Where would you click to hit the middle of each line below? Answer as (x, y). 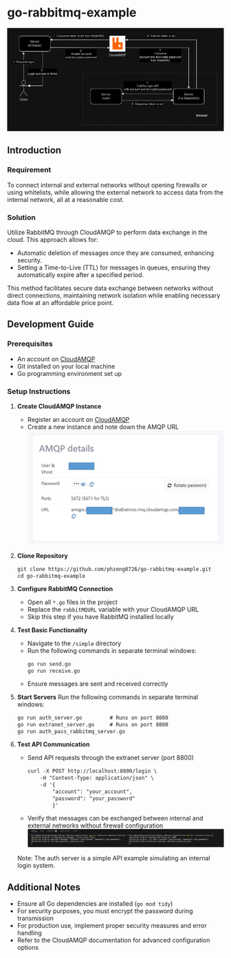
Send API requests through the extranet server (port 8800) (111, 757)
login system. (36, 866)
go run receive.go (54, 671)
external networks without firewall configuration (95, 825)
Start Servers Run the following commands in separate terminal (107, 697)
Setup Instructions (39, 391)
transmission (35, 918)
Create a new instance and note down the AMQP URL (103, 427)
